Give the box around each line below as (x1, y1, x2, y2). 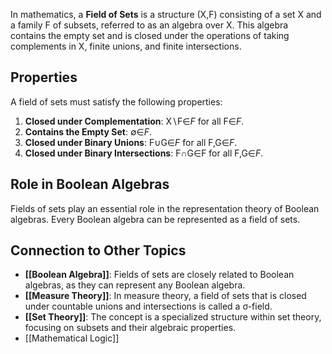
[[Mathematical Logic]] (24, 332, 120, 344)
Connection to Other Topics (10, 242, 187, 259)
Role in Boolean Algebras (10, 176, 170, 193)
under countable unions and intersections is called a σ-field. (24, 300, 273, 313)
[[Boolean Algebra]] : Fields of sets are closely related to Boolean (24, 269, 295, 281)
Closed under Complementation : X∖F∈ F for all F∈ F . (24, 115, 245, 127)
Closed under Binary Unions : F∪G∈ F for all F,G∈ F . (24, 136, 238, 148)
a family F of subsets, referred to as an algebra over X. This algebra (10, 19, 289, 31)
